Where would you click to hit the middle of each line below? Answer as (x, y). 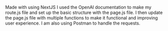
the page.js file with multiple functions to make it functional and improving (81, 18)
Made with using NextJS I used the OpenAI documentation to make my (78, 7)
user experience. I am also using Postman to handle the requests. (73, 23)
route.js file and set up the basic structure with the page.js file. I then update (84, 12)
